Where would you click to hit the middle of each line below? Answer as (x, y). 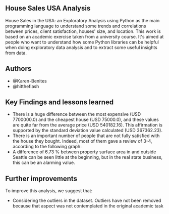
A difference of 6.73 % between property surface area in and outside (84, 152)
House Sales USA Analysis (48, 8)
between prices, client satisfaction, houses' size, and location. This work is (83, 31)
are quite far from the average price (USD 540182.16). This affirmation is (88, 125)
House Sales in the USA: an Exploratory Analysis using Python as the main (82, 20)
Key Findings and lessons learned (60, 102)
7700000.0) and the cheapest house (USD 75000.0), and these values (86, 120)
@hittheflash (26, 86)
